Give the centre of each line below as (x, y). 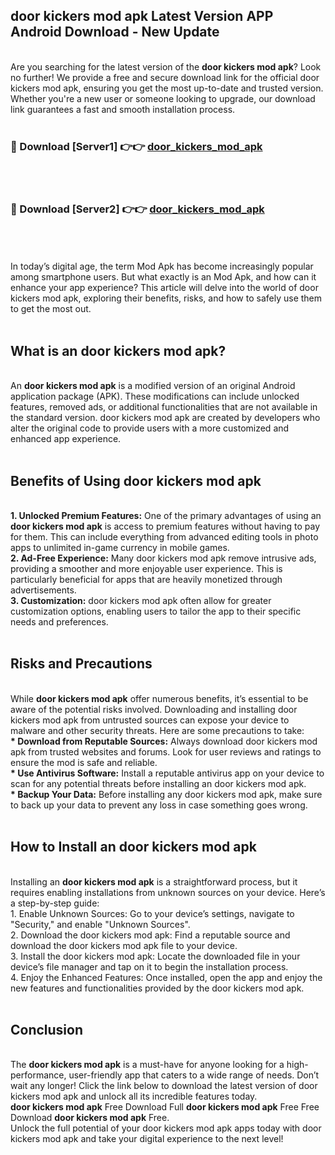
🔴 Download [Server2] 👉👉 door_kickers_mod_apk (137, 209)
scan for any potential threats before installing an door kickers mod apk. (158, 783)
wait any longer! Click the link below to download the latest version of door (164, 1086)
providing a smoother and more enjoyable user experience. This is (146, 569)
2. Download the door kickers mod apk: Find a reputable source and (150, 935)
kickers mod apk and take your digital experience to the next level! (147, 1139)
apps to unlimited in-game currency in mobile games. (120, 548)
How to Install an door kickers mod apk (133, 847)
